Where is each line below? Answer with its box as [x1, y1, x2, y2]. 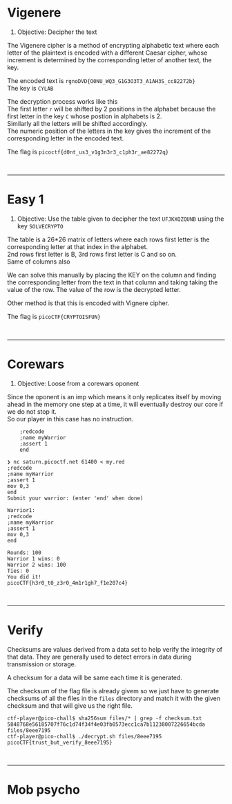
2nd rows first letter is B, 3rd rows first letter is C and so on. [7, 250, 177, 258]
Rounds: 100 [7, 549, 41, 556]
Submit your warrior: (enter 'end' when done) [7, 495, 144, 502]
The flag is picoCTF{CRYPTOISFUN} [7, 312, 101, 320]
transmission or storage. [7, 659, 77, 668]
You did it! [7, 573, 41, 581]
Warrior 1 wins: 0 [7, 555, 60, 562]
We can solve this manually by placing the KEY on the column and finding [7, 271, 216, 279]
